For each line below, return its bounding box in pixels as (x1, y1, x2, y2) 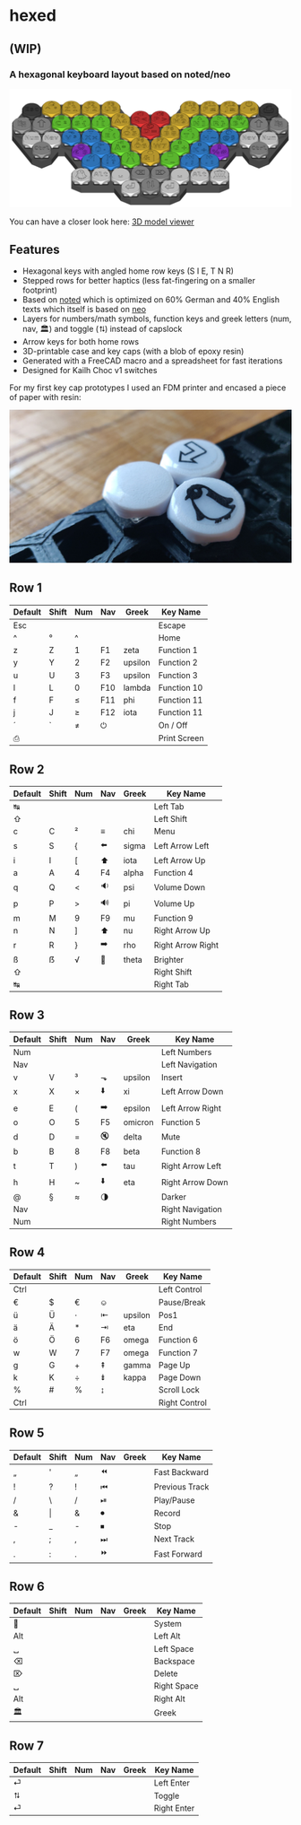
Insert (160, 1071, 184, 1082)
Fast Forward (153, 1549, 203, 1559)
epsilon (123, 1103, 150, 1113)
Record (153, 1507, 181, 1518)
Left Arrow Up (153, 854, 206, 866)
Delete (153, 1668, 178, 1679)
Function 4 (153, 868, 194, 878)
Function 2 (158, 657, 199, 668)
